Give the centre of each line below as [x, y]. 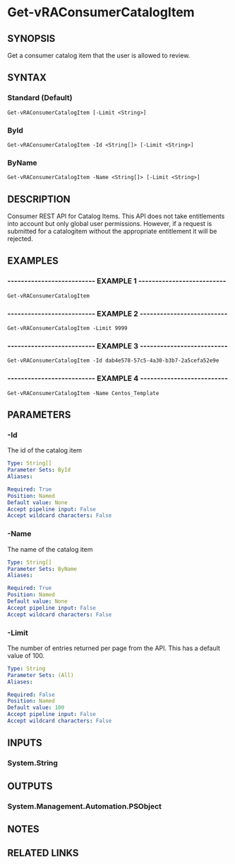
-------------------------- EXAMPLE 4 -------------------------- [117, 378]
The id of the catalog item [45, 450]
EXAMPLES [33, 261]
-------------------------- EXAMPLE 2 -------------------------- [117, 314]
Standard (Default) [40, 98]
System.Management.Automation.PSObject [85, 806]
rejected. [20, 239]
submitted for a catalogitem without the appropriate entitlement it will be [112, 232]
